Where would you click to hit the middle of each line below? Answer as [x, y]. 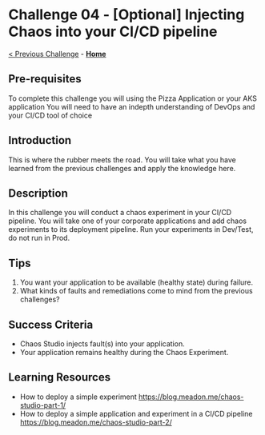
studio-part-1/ [43, 405]
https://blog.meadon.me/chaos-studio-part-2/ [96, 422]
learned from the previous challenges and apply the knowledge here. [122, 168]
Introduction [40, 140]
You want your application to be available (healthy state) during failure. [137, 282]
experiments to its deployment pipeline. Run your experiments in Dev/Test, [131, 229]
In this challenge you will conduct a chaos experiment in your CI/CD [120, 213]
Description [38, 193]
